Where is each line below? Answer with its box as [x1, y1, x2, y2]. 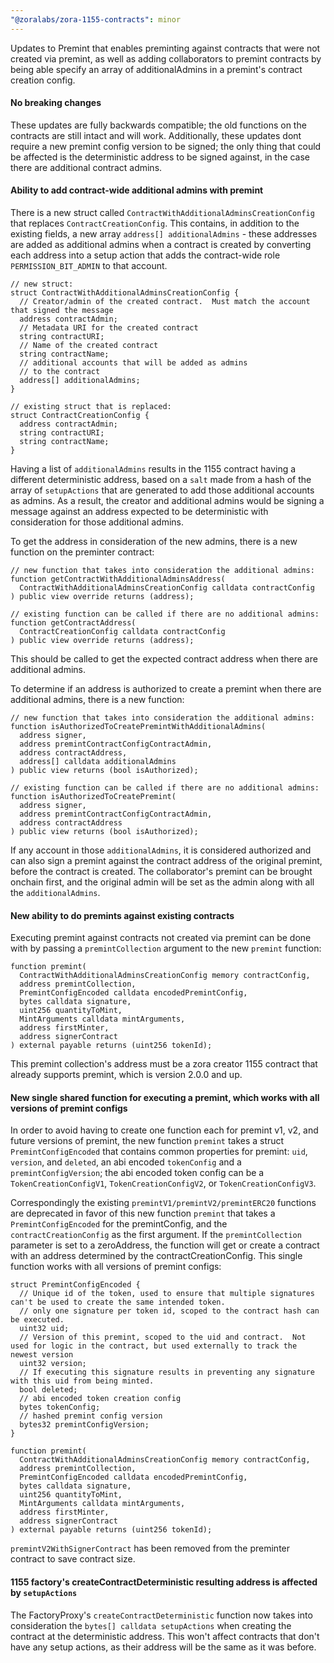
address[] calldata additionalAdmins [19, 757, 177, 767]
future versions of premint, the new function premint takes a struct [10, 1135, 285, 1147]
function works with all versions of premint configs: [10, 1261, 222, 1273]
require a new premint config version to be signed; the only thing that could [10, 140, 322, 152]
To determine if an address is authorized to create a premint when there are [10, 683, 322, 695]
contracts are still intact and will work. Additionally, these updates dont [10, 129, 302, 141]
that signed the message [10, 306, 114, 316]
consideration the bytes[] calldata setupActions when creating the [10, 1619, 292, 1631]
